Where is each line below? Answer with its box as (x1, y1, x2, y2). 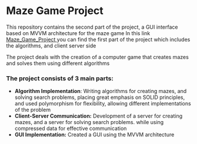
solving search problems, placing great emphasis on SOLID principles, (14, 94, 185, 101)
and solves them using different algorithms (6, 60, 110, 67)
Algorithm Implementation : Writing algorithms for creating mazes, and (14, 88, 187, 95)
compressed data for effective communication (14, 125, 127, 132)
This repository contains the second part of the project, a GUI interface (6, 23, 178, 30)
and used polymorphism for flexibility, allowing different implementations (14, 100, 191, 107)
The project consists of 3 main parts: (6, 74, 113, 83)
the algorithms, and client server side (6, 42, 96, 49)
